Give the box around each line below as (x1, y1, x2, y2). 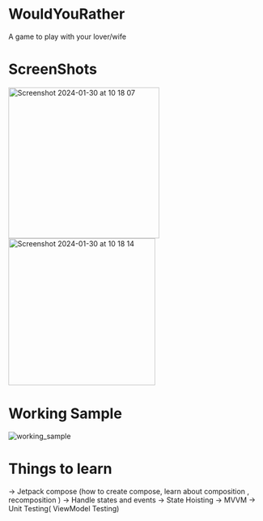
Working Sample (8, 404, 123, 423)
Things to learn (8, 459, 112, 478)
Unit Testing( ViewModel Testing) (8, 503, 120, 513)
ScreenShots (8, 60, 97, 79)
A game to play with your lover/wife (8, 32, 127, 41)
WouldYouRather (8, 5, 125, 23)
